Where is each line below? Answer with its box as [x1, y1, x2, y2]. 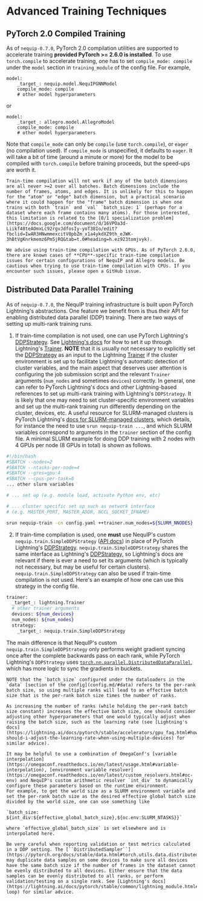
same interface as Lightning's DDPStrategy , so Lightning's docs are [14, 550, 184, 558]
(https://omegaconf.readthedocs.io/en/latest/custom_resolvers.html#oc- [6, 772, 193, 778]
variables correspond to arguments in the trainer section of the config [14, 428, 192, 436]
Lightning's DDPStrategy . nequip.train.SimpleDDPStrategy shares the [14, 544, 188, 551]
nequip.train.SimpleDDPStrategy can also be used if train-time [14, 569, 171, 577]
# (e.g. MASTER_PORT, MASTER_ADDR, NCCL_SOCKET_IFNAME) [6, 508, 150, 515]
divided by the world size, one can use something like [6, 798, 150, 805]
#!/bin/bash [6, 453, 36, 459]
